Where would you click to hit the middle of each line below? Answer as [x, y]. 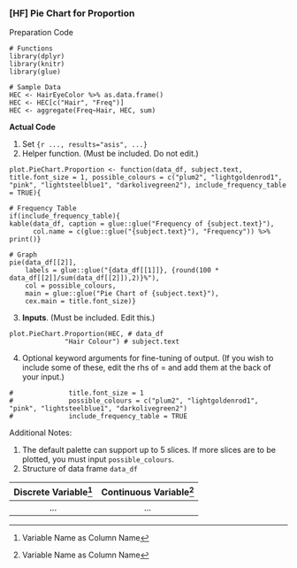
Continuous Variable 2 [148, 491]
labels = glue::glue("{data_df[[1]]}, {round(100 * [122, 271]
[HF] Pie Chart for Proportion [72, 13]
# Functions [31, 49]
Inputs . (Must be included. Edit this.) [88, 318]
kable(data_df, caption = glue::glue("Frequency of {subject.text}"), [142, 224]
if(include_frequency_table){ [65, 216]
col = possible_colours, [71, 286]
